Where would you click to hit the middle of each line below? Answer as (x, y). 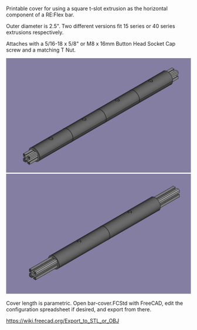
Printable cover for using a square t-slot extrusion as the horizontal (87, 9)
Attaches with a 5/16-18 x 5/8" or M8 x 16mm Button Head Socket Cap (91, 44)
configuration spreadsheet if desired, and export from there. (79, 309)
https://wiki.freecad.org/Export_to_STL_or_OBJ (62, 321)
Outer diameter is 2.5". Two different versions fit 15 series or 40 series (91, 26)
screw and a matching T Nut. (41, 50)
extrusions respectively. (35, 32)
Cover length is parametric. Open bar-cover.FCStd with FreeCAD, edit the (95, 303)
